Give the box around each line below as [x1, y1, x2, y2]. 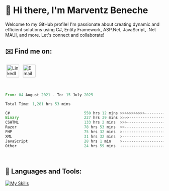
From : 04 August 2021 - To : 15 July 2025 [5, 92, 94, 97]
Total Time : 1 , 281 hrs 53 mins [5, 101, 71, 106]
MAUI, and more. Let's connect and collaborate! [5, 32, 105, 38]
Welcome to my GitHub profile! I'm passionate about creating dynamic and [5, 21, 160, 27]
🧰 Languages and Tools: [5, 167, 82, 175]
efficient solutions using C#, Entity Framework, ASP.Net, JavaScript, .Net [5, 26, 156, 32]
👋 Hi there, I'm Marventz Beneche [5, 5, 148, 16]
